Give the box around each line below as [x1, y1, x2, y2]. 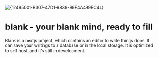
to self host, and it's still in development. [5, 47, 86, 53]
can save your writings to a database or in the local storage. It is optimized [5, 43, 153, 48]
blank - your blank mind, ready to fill [5, 22, 153, 32]
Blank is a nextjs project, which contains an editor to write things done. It [5, 37, 150, 43]
